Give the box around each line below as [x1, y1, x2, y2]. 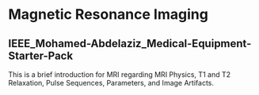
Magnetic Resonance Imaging [8, 5, 208, 24]
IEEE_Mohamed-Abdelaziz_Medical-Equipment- [8, 37, 252, 50]
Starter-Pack [8, 49, 74, 62]
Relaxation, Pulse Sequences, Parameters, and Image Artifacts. [8, 79, 214, 87]
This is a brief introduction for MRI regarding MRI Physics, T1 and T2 [8, 70, 231, 79]
